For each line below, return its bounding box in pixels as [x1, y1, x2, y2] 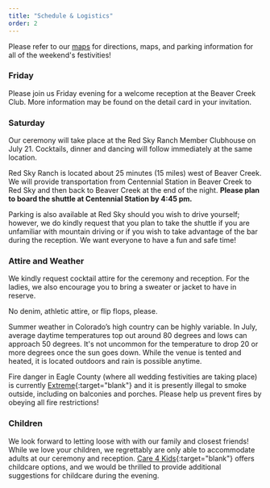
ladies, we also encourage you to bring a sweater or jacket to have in [8, 282, 237, 292]
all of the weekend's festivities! [8, 50, 111, 60]
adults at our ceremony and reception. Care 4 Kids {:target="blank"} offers [8, 453, 255, 463]
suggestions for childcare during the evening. [8, 470, 160, 480]
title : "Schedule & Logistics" [8, 11, 114, 20]
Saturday [8, 117, 46, 128]
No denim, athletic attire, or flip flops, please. [8, 307, 158, 316]
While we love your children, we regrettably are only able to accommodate [8, 444, 255, 454]
